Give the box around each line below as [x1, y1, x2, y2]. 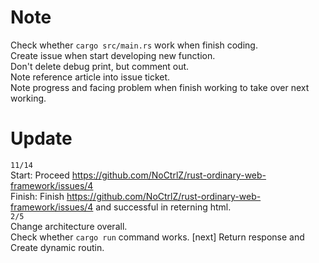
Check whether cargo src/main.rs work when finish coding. [10, 39, 258, 51]
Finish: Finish [10, 190, 65, 202]
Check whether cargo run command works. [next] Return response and [10, 231, 305, 243]
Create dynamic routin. [10, 241, 105, 253]
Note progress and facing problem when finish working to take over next [10, 81, 310, 93]
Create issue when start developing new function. [10, 49, 216, 61]
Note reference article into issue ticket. [10, 71, 171, 83]
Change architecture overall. [10, 220, 128, 232]
